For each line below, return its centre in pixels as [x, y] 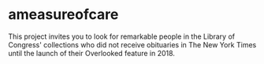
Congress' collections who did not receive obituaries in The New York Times [132, 44]
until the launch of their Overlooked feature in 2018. [92, 53]
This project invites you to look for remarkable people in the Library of [121, 36]
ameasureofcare [63, 15]
